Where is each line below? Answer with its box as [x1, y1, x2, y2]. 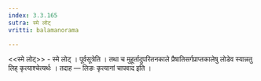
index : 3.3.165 [8, 11, 58, 20]
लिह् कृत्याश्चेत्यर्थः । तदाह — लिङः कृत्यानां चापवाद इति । [8, 64, 152, 73]
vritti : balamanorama [8, 26, 79, 34]
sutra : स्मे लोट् [8, 19, 51, 27]
